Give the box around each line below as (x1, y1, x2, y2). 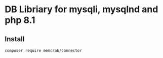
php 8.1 (5, 14, 35, 26)
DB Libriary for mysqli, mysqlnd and (5, 4, 158, 15)
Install (5, 35, 25, 43)
